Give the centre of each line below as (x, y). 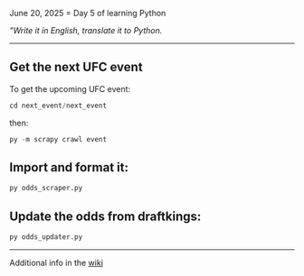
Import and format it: (69, 167)
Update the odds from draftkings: (105, 216)
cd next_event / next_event (58, 106)
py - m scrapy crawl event (58, 139)
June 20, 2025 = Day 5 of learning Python (88, 13)
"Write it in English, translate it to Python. (86, 30)
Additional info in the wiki (57, 262)
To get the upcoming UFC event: (70, 88)
